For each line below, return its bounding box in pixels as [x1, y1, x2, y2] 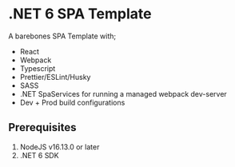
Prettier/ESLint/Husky [19, 72, 91, 82]
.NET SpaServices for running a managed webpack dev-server [19, 89, 228, 98]
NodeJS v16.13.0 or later [19, 141, 100, 152]
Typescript [19, 63, 56, 73]
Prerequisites [8, 121, 77, 134]
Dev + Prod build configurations [19, 97, 125, 107]
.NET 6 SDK [19, 150, 59, 160]
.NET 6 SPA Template [8, 5, 152, 23]
